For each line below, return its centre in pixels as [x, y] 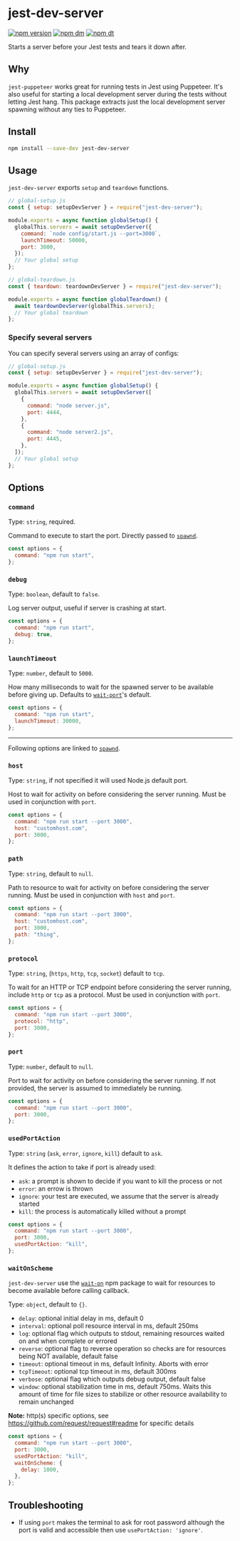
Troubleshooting [46, 1505]
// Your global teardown [51, 312]
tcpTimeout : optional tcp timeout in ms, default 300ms [97, 1372]
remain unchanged [46, 1402]
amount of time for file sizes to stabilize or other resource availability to [122, 1394]
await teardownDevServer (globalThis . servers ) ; [85, 306]
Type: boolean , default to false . [54, 594]
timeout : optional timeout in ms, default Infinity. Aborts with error [113, 1364]
